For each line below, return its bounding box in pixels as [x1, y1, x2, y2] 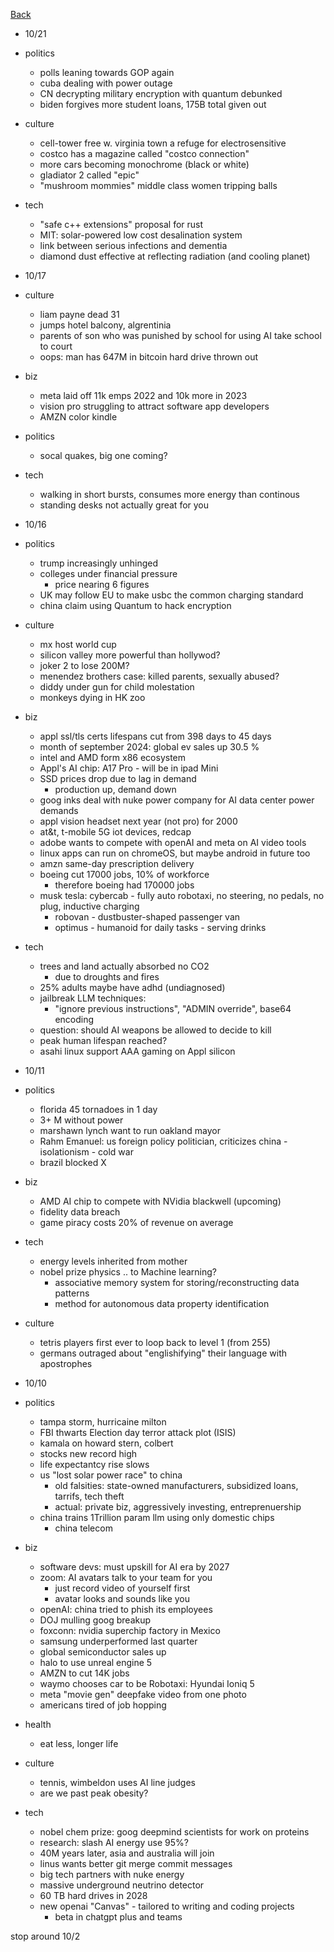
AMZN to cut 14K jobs [39, 1667, 130, 1679]
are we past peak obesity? [39, 1787, 149, 1799]
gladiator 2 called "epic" [39, 169, 140, 181]
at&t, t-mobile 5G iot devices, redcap [39, 826, 192, 838]
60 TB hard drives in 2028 [39, 1890, 148, 1901]
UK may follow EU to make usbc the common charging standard [39, 589, 304, 601]
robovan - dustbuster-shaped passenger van [54, 911, 241, 923]
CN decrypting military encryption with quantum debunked [39, 88, 283, 99]
